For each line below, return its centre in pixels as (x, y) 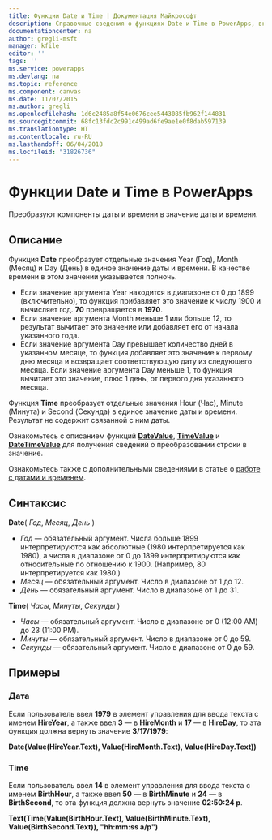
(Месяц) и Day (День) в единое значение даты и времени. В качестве (130, 268)
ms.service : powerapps (47, 69)
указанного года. (49, 336)
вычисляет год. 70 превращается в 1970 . (91, 310)
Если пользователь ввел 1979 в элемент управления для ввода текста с (134, 713)
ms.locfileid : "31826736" (52, 152)
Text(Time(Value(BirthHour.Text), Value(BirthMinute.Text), (110, 818)
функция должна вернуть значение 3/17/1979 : (88, 730)
